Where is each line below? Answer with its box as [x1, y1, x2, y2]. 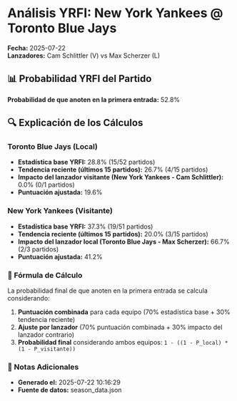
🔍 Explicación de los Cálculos [7, 117, 143, 129]
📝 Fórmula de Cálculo [7, 270, 83, 280]
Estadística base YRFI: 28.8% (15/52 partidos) [17, 158, 156, 167]
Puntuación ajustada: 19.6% [17, 188, 103, 197]
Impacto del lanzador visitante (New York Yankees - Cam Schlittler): [17, 173, 224, 182]
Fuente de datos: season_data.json [17, 386, 122, 395]
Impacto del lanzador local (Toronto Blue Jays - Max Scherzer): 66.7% [17, 237, 230, 246]
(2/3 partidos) [17, 244, 59, 254]
